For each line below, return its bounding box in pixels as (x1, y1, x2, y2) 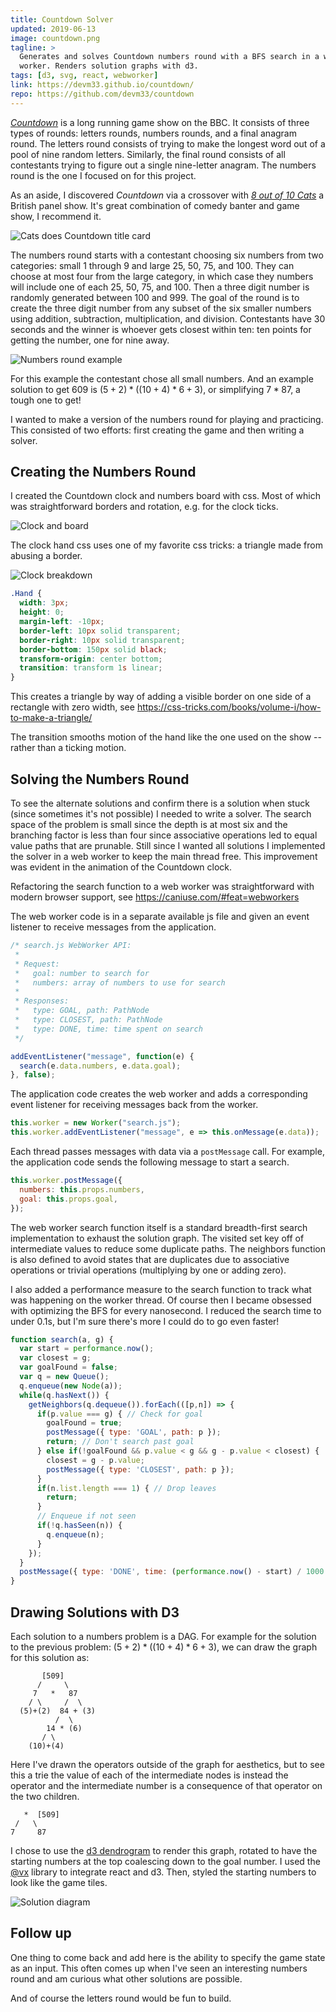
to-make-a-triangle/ (10, 712, 93, 724)
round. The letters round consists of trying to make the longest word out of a (10, 137, 326, 150)
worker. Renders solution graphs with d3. (19, 61, 199, 71)
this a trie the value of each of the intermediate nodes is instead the (10, 1769, 289, 1781)
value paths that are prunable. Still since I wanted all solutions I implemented (10, 840, 326, 851)
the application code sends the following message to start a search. (10, 1156, 290, 1168)
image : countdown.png (10, 33, 101, 43)
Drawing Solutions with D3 (10, 1604, 180, 1621)
